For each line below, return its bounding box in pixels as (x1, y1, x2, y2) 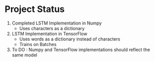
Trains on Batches (19, 41, 57, 47)
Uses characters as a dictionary (19, 25, 85, 31)
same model (11, 51, 38, 58)
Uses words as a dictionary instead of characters (19, 36, 121, 42)
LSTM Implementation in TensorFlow (11, 30, 88, 36)
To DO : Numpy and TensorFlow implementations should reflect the (11, 46, 151, 52)
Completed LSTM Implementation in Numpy (11, 20, 102, 26)
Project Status (4, 3, 65, 15)
